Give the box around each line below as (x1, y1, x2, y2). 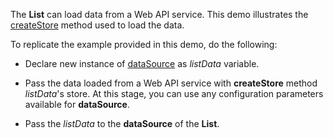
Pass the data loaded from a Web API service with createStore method (24, 77, 318, 89)
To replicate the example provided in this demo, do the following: (10, 39, 278, 50)
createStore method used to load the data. (10, 19, 185, 31)
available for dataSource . (24, 99, 130, 110)
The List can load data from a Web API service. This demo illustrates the (10, 9, 309, 20)
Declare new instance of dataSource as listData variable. (24, 58, 260, 69)
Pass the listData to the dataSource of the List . (24, 118, 220, 129)
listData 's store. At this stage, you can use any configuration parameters (24, 88, 324, 99)
